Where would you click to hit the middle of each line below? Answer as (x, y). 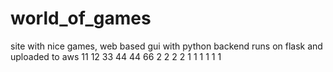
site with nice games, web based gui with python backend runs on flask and (166, 46)
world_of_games (81, 18)
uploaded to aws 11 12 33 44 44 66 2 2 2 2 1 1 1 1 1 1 (116, 56)
